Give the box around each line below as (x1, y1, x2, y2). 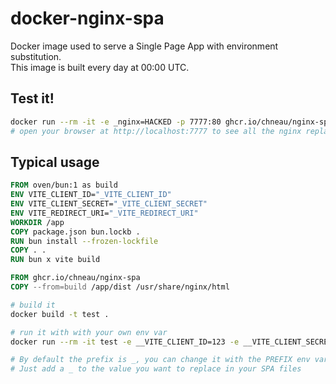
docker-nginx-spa (10, 7, 165, 30)
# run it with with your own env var (10, 327, 168, 337)
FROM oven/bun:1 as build (10, 180, 118, 191)
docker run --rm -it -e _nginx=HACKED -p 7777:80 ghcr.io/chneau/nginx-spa (10, 117, 333, 127)
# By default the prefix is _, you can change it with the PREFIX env (10, 355, 311, 365)
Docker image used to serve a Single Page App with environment (10, 40, 279, 52)
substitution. (10, 50, 62, 62)
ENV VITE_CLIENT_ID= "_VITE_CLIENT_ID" (10, 190, 172, 200)
